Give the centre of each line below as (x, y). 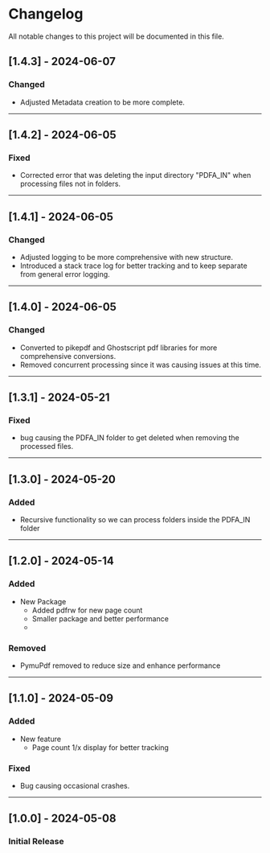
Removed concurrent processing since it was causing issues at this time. (140, 365)
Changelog (46, 14)
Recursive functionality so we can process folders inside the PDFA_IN (135, 520)
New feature (41, 739)
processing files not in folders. (70, 184)
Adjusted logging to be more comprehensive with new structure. (127, 257)
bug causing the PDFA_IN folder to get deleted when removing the (129, 438)
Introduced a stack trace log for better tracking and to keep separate (133, 266)
